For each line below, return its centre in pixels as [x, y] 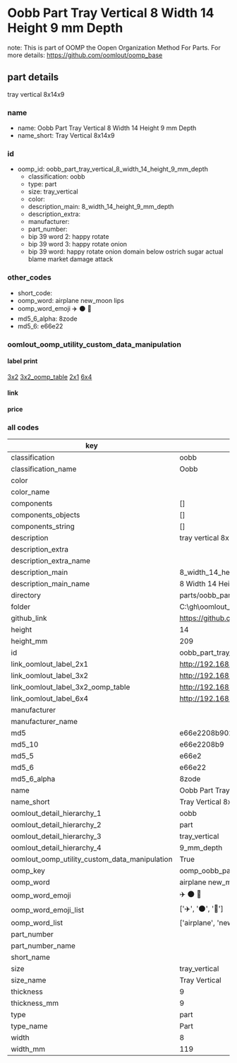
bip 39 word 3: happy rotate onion [78, 244]
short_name [31, 957]
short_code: [35, 293]
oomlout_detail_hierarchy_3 [56, 836]
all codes [23, 427]
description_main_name [50, 584]
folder [21, 607]
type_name [29, 1026]
